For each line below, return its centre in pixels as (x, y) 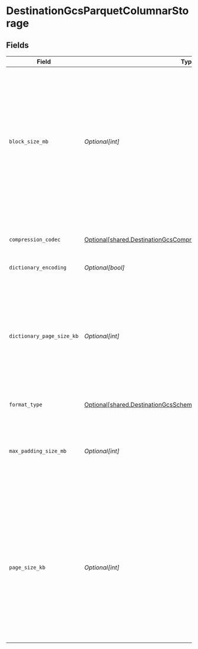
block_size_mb (29, 142)
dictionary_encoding (38, 267)
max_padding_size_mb (38, 451)
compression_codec (35, 240)
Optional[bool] (105, 268)
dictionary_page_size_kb (44, 336)
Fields (18, 45)
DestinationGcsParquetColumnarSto (98, 11)
